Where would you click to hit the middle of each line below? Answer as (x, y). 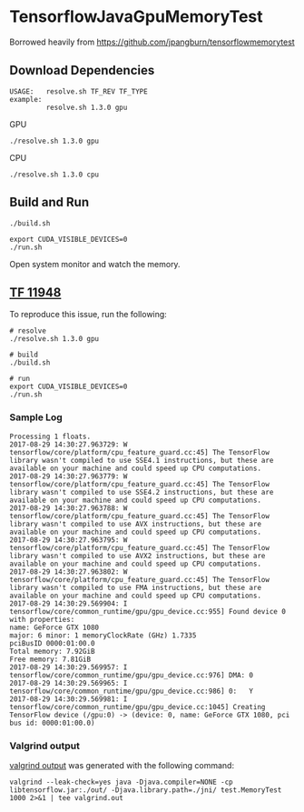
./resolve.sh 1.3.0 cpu (54, 175)
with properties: (42, 619)
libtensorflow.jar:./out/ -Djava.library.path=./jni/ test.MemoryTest (146, 790)
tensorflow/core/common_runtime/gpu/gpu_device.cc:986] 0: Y (132, 691)
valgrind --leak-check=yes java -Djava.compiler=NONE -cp (121, 782)
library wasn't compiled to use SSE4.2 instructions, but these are (142, 492)
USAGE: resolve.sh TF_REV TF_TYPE (78, 91)
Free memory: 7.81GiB (50, 659)
